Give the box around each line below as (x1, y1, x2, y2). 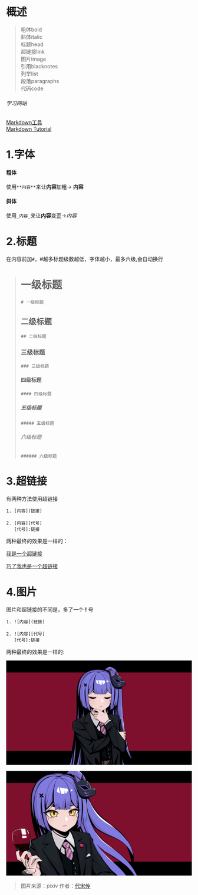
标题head (20, 41, 44, 48)
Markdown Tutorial (6, 126, 52, 133)
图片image (20, 55, 47, 62)
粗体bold (20, 26, 42, 33)
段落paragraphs (20, 77, 60, 84)
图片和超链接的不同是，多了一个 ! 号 (6, 606, 94, 613)
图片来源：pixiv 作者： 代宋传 (20, 882, 91, 889)
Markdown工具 (6, 119, 42, 126)
